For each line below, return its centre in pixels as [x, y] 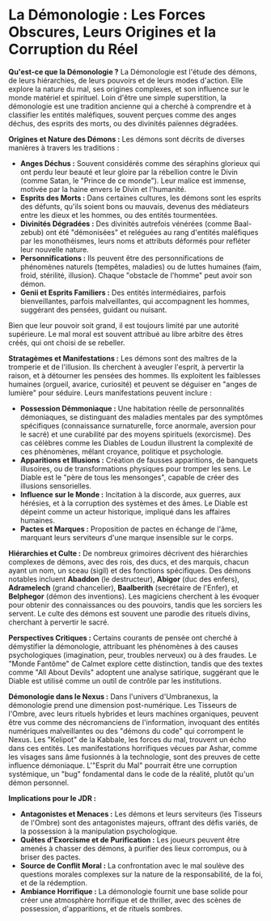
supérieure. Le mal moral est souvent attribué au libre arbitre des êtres [126, 334]
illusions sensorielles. [55, 486]
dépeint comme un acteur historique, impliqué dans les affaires [125, 511]
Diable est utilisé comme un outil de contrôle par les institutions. [115, 680]
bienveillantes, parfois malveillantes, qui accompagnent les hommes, [135, 301]
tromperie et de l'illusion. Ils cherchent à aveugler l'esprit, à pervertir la [126, 367]
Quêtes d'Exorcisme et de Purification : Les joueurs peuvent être [130, 839]
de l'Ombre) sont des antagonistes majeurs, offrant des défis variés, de [139, 822]
